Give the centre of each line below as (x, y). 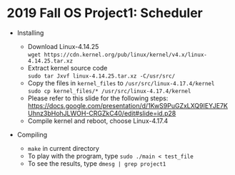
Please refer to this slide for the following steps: (98, 98)
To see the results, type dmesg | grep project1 (97, 163)
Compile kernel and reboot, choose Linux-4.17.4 (98, 121)
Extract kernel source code (67, 68)
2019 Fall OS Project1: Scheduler (105, 13)
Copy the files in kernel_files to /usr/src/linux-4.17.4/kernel (121, 83)
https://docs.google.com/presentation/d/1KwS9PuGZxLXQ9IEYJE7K (127, 105)
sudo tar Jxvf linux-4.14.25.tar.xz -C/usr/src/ (101, 76)
